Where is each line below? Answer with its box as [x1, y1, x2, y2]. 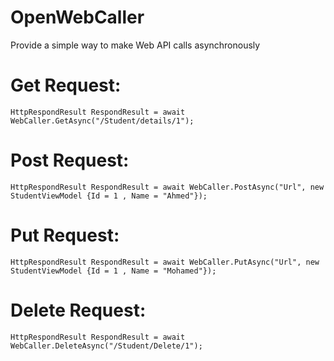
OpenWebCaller [10, 6, 145, 29]
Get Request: [10, 74, 122, 97]
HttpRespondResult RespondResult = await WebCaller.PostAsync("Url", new [10, 182, 325, 192]
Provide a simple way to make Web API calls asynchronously [10, 39, 261, 51]
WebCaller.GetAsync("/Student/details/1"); [10, 116, 195, 126]
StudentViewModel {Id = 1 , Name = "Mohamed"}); [10, 266, 217, 276]
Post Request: [10, 149, 130, 172]
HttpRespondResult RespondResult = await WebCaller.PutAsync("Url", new [10, 257, 320, 267]
